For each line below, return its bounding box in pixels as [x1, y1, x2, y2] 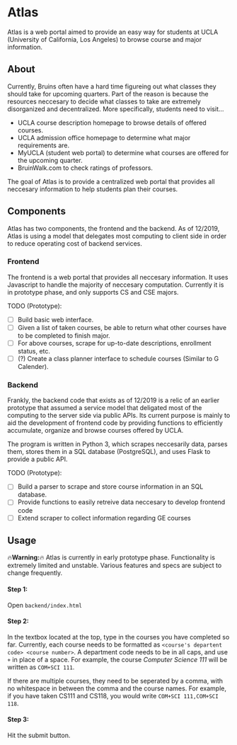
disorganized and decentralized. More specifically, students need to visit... [7, 104, 224, 113]
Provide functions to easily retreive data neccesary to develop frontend [17, 498, 226, 506]
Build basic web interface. [17, 315, 94, 324]
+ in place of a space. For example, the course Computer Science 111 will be [7, 655, 228, 664]
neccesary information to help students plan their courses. [7, 185, 178, 193]
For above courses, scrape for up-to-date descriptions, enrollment [17, 339, 212, 347]
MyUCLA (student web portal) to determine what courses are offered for [17, 148, 229, 157]
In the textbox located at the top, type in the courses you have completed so [7, 632, 230, 641]
